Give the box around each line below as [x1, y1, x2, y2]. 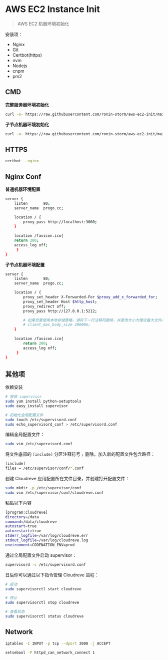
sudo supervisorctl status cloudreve [5, 614, 84, 619]
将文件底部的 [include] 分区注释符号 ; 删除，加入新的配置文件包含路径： [5, 451, 155, 457]
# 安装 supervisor [5, 394, 42, 399]
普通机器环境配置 [5, 186, 40, 192]
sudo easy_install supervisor [5, 403, 68, 409]
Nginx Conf [5, 172, 41, 181]
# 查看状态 [5, 609, 25, 614]
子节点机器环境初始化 [5, 121, 49, 127]
